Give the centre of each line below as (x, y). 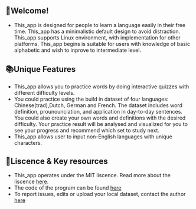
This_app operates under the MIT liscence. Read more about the (92, 175)
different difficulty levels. (44, 92)
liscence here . (31, 182)
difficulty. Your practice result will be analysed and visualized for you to (101, 124)
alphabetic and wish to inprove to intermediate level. (78, 50)
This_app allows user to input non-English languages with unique (93, 137)
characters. (28, 142)
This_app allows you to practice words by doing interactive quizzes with (102, 87)
